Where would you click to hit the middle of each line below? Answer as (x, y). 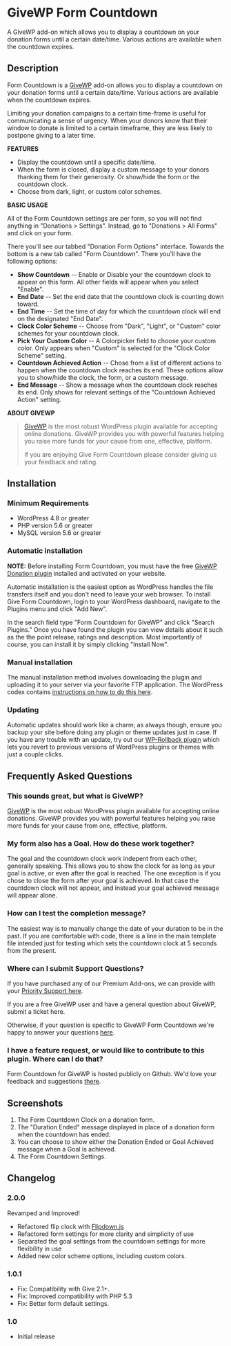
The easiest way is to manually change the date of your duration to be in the (115, 928)
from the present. (32, 950)
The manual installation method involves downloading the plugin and (104, 677)
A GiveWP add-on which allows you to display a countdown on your (103, 32)
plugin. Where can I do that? (55, 1059)
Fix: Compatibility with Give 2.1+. (63, 1289)
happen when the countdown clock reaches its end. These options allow (120, 370)
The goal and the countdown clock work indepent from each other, (102, 859)
